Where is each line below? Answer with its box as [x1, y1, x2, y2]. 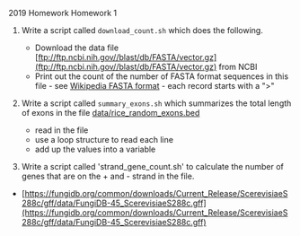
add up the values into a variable [34, 144, 156, 154]
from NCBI [218, 62, 258, 72]
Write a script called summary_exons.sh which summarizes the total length [21, 98, 292, 109]
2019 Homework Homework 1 [8, 8, 118, 18]
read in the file [34, 125, 89, 135]
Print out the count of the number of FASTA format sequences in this [34, 71, 289, 82]
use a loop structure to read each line [34, 135, 174, 144]
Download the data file [34, 42, 119, 53]
